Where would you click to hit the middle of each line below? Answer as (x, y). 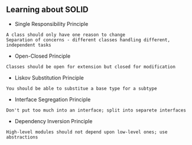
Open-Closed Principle (43, 56)
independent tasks (29, 45)
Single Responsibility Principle (51, 24)
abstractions (22, 137)
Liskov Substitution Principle (49, 78)
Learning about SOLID (47, 10)
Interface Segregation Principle (53, 99)
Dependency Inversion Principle (53, 121)
